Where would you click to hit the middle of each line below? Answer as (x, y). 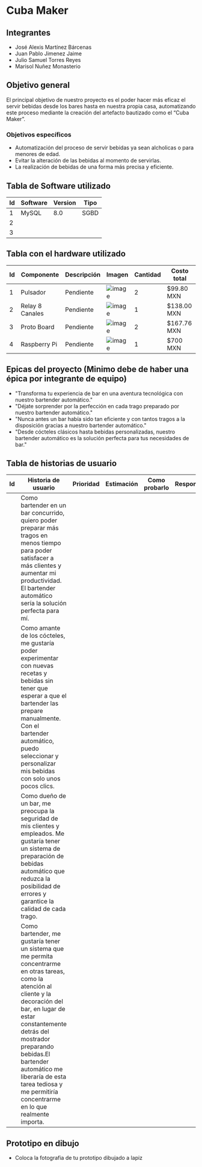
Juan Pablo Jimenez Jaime (48, 54)
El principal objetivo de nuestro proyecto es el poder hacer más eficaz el (96, 99)
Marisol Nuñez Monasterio (48, 66)
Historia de (44, 481)
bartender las (40, 703)
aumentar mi (38, 573)
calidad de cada (43, 909)
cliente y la (36, 994)
